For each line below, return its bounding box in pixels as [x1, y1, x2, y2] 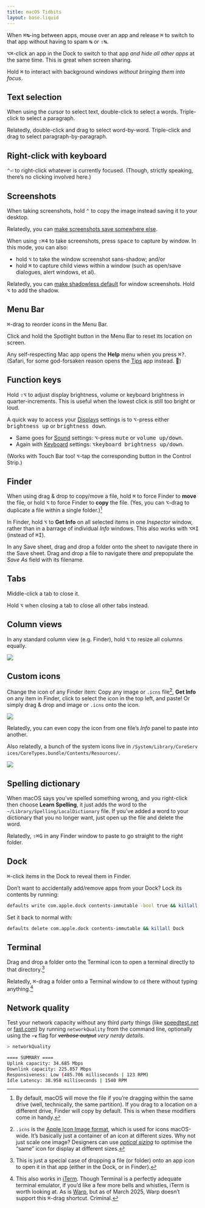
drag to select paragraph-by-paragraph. [7, 133, 108, 140]
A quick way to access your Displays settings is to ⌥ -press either [7, 416, 170, 423]
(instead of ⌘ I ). [7, 531, 46, 539]
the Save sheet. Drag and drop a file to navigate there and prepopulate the [7, 550, 193, 557]
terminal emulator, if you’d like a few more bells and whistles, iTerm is [15, 1181, 190, 1188]
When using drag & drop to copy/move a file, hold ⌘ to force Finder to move [7, 492, 196, 500]
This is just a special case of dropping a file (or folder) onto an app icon [15, 1156, 195, 1164]
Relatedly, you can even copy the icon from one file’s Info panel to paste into [7, 725, 198, 732]
